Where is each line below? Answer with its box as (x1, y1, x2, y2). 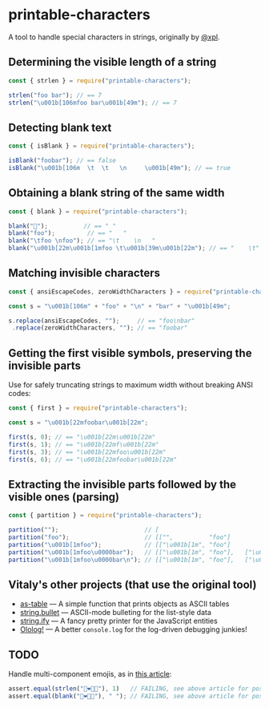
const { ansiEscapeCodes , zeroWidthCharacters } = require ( (8, 287, 214, 296)
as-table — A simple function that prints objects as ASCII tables (19, 599, 230, 609)
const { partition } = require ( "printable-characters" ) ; (8, 512, 203, 520)
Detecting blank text (8, 120, 112, 134)
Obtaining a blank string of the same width (8, 186, 225, 200)
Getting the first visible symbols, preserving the (8, 346, 252, 360)
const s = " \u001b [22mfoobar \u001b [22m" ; (8, 419, 149, 427)
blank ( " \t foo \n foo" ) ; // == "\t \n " (8, 237, 156, 245)
